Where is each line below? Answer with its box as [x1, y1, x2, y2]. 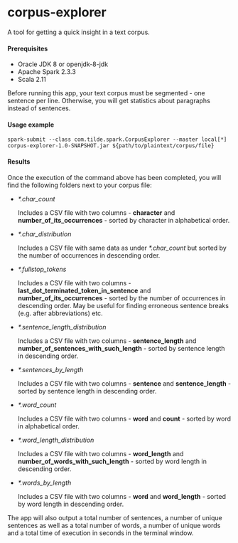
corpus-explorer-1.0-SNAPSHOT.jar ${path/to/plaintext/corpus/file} [7, 142, 215, 149]
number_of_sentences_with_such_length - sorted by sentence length [17, 344, 225, 352]
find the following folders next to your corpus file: [7, 181, 152, 189]
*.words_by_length [17, 478, 72, 487]
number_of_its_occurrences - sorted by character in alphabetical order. [17, 216, 230, 224]
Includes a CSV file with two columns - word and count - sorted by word [17, 414, 231, 423]
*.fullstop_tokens [17, 265, 67, 273]
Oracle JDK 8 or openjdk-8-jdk [17, 60, 109, 68]
